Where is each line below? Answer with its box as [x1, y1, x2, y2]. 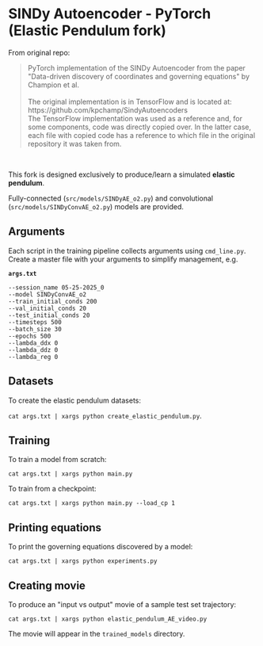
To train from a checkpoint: [8, 484, 97, 494]
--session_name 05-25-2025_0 [8, 283, 105, 292]
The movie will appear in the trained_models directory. [8, 629, 185, 638]
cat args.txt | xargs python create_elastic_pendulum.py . [8, 411, 202, 420]
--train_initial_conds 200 [8, 297, 97, 305]
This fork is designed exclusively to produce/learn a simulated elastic [8, 170, 235, 179]
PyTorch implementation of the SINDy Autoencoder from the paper [27, 63, 246, 72]
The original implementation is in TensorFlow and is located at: [27, 97, 232, 106]
